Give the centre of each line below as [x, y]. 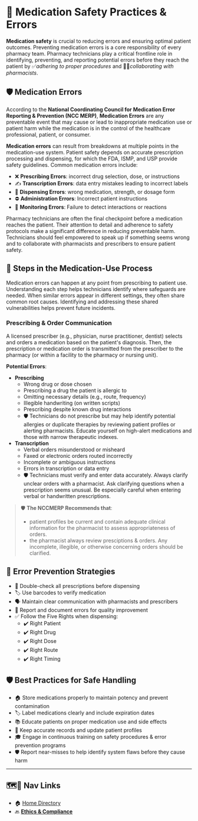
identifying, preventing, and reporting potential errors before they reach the [98, 60]
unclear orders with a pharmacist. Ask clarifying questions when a [104, 483]
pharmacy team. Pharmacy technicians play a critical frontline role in [89, 53]
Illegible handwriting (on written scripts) [72, 403]
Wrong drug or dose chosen [58, 384]
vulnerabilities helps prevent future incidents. [61, 308]
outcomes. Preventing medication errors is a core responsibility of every [94, 47]
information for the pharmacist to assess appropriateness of [102, 528]
